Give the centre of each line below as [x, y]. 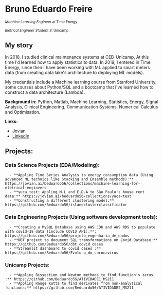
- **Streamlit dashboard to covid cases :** [55, 248]
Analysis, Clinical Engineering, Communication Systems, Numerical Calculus [81, 107]
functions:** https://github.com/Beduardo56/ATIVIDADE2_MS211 [69, 288]
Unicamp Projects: [27, 265]
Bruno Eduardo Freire [49, 9]
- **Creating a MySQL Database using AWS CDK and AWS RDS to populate [82, 227]
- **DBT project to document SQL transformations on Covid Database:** [84, 240]
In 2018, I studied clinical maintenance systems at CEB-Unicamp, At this [77, 57]
